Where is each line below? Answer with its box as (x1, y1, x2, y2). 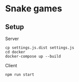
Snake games (5, 3, 62, 14)
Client (5, 63, 17, 68)
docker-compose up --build (5, 54, 61, 59)
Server (5, 36, 19, 41)
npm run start (5, 72, 35, 77)
